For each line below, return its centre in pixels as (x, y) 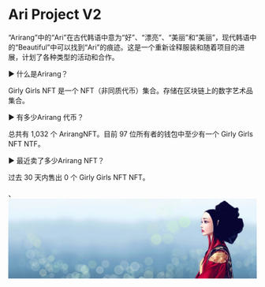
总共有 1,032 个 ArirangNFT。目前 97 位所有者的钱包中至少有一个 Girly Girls (131, 134)
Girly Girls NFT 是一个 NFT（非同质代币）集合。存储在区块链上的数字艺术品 (131, 90)
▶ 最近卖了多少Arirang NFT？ (56, 160)
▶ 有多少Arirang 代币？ (46, 117)
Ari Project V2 (55, 15)
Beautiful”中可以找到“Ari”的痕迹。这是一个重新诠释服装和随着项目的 (128, 47)
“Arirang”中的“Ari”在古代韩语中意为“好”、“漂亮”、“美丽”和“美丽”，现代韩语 (129, 37)
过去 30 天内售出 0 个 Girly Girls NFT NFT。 (79, 177)
